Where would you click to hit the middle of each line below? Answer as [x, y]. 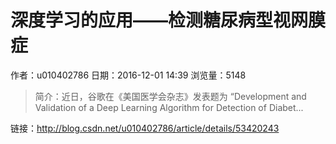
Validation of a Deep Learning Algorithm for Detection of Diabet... [169, 107]
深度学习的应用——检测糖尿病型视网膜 [168, 20]
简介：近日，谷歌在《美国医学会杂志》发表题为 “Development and [170, 96]
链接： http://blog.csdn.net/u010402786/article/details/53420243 [145, 128]
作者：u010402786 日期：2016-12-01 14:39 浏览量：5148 [128, 75]
